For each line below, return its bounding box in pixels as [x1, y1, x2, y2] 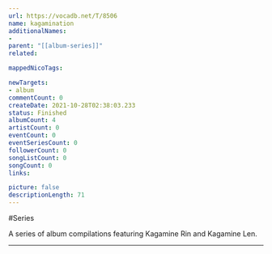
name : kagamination [8, 19, 74, 28]
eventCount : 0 [8, 131, 57, 140]
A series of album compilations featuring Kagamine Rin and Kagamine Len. [8, 229, 257, 239]
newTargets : [8, 78, 49, 87]
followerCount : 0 [8, 146, 67, 155]
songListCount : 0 [8, 154, 67, 162]
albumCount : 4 [8, 116, 57, 125]
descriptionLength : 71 [8, 191, 85, 199]
